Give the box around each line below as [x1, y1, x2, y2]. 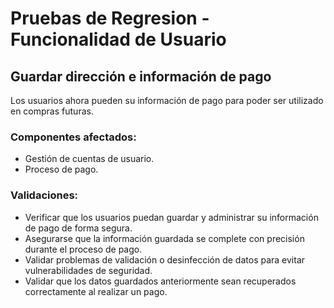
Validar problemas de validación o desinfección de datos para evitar [24, 253, 306, 266]
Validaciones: [10, 188, 79, 202]
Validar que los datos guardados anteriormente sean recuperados [24, 275, 297, 287]
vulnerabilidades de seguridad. [24, 264, 153, 276]
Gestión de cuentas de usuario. [24, 153, 155, 165]
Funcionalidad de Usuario [10, 28, 227, 51]
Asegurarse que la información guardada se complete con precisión [24, 232, 305, 244]
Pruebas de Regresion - [10, 7, 210, 30]
